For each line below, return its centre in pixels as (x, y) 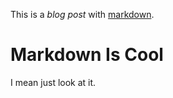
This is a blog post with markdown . (82, 14)
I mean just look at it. (53, 82)
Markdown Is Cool (87, 55)
